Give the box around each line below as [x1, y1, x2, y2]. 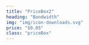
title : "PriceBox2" [6, 8, 55, 15]
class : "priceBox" [6, 30, 52, 36]
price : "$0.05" [6, 25, 44, 31]
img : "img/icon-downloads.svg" [6, 19, 84, 25]
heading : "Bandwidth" [6, 14, 60, 20]
